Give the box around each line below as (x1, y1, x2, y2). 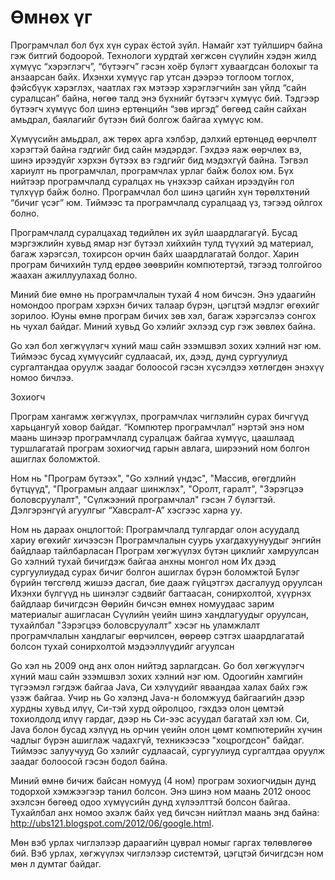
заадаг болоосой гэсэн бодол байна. (10, 755, 168, 767)
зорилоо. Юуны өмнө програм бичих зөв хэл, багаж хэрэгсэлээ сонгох (10, 309, 317, 321)
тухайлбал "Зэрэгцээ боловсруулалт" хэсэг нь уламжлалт (10, 619, 261, 631)
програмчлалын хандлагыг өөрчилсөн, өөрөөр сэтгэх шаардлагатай (10, 629, 305, 641)
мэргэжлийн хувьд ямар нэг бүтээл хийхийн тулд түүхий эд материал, (10, 237, 314, 249)
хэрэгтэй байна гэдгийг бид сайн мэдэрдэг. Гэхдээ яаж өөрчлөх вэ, (10, 143, 302, 155)
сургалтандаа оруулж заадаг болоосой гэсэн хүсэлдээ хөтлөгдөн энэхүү (10, 361, 325, 373)
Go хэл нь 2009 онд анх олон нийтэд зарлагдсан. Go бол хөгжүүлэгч (10, 659, 305, 671)
